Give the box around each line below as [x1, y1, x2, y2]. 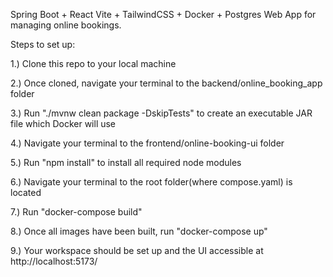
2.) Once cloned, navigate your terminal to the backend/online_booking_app [10, 77, 323, 89]
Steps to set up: [10, 39, 76, 50]
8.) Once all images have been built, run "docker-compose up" [10, 225, 268, 237]
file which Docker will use [10, 118, 117, 129]
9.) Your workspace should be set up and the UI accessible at [10, 245, 264, 256]
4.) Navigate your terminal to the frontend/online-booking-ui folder [10, 137, 285, 149]
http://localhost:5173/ [10, 255, 98, 267]
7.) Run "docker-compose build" [10, 206, 143, 218]
